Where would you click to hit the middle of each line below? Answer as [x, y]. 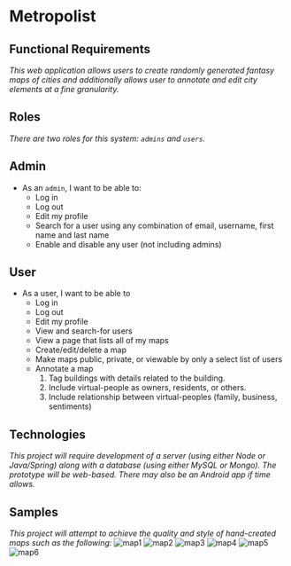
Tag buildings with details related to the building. [137, 378]
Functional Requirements [80, 49]
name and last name [72, 235]
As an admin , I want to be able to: [81, 187]
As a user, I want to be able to [76, 294]
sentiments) [70, 406]
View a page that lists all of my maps [102, 341]
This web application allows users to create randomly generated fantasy [142, 70]
